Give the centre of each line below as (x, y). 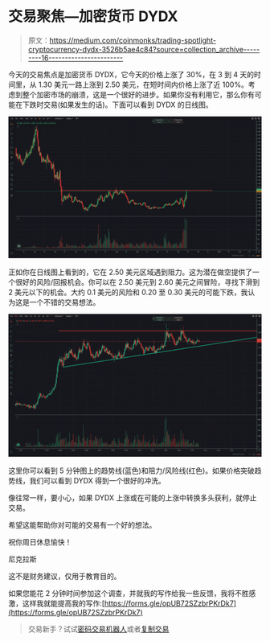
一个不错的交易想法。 (65, 302)
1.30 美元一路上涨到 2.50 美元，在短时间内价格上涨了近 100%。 (143, 84)
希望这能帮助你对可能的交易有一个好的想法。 (82, 524)
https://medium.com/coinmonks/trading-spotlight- (133, 40)
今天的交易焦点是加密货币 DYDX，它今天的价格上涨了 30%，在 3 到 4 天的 (131, 74)
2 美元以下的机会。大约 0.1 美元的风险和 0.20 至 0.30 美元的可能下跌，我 (128, 292)
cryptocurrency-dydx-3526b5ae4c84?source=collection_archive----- (144, 49)
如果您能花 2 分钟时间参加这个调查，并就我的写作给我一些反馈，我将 (122, 593)
